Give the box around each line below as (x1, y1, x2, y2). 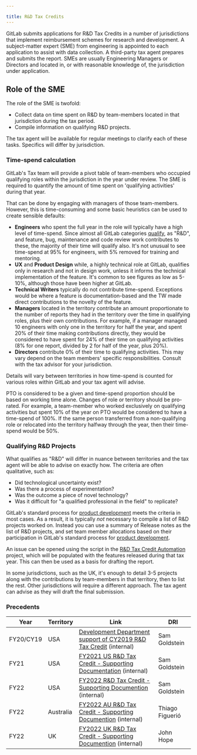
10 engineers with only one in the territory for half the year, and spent (14, 323, 182, 330)
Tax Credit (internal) (79, 643, 134, 651)
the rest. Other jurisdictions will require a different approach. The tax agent (6, 582, 186, 589)
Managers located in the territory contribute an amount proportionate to (14, 304, 189, 311)
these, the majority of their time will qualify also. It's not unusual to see (14, 242, 186, 249)
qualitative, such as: (6, 468, 55, 475)
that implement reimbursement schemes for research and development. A (6, 36, 185, 43)
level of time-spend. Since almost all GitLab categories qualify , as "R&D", (14, 230, 191, 237)
